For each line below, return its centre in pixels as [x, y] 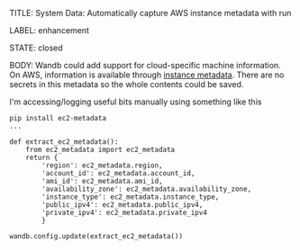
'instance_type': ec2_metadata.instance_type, [131, 197]
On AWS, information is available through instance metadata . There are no [147, 75]
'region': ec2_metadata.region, [103, 165]
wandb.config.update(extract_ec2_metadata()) [96, 237]
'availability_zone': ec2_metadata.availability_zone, [147, 189]
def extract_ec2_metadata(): [64, 142]
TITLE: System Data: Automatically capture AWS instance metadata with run [150, 13]
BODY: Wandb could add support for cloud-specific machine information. [145, 65]
